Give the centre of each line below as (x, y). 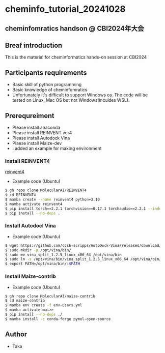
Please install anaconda (36, 128)
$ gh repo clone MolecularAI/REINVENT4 (46, 190)
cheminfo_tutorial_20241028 (66, 9)
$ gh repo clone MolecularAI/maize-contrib (50, 296)
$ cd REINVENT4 (21, 195)
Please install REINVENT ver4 (42, 133)
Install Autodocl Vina (31, 226)
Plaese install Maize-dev (37, 143)
